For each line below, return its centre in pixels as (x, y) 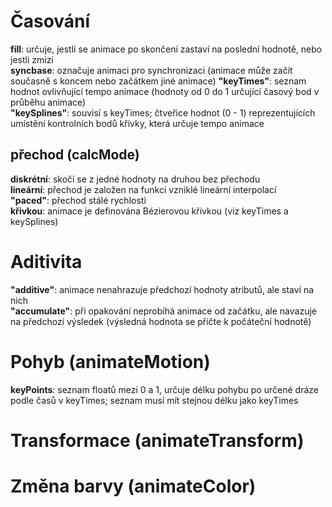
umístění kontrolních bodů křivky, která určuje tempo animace (137, 123)
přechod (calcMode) (75, 155)
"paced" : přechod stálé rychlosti (78, 200)
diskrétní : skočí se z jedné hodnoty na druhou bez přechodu (135, 179)
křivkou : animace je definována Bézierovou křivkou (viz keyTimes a (149, 211)
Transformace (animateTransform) (157, 440)
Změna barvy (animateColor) (133, 486)
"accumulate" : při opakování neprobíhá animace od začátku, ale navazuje (163, 311)
